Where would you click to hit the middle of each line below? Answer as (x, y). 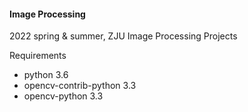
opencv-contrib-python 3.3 (80, 86)
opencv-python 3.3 (63, 96)
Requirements (38, 56)
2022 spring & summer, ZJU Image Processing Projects (123, 36)
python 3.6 (46, 75)
